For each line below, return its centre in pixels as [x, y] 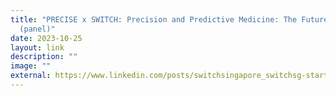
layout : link [37, 47]
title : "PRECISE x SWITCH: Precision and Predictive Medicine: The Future [169, 19]
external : [31, 76]
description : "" [44, 57]
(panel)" [37, 29]
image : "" [31, 66]
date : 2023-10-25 [46, 38]
